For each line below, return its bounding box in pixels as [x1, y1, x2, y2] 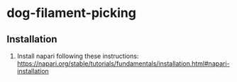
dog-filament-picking [6, 5, 136, 21]
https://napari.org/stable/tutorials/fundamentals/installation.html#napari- [16, 59, 230, 68]
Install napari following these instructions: [16, 52, 139, 60]
